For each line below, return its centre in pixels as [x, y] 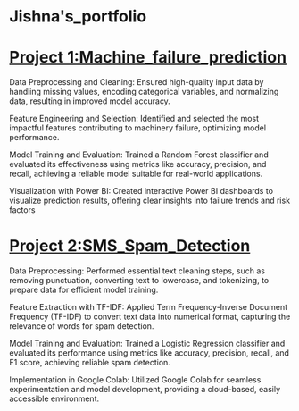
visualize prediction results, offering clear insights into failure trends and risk [150, 201]
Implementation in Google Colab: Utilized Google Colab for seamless [135, 380]
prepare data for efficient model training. [84, 290]
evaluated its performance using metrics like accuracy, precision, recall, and [149, 353]
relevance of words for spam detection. [82, 326]
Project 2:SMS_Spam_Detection [130, 246]
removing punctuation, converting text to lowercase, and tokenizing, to [139, 281]
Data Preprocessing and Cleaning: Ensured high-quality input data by [137, 82]
